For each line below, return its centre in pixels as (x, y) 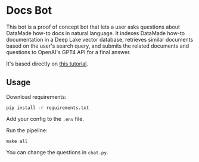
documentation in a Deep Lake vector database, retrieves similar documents (100, 39)
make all (17, 141)
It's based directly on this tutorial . (47, 64)
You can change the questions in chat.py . (57, 152)
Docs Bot (29, 10)
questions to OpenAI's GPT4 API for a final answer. (69, 52)
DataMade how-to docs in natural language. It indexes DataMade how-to (96, 33)
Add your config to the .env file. (45, 119)
